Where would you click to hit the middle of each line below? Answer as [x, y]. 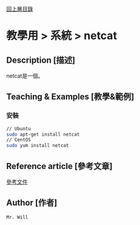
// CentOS [19, 140]
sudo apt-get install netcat [43, 134]
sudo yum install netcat [38, 146]
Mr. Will [17, 217]
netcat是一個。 [25, 76]
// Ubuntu [19, 129]
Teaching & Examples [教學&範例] [70, 97]
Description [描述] [41, 60]
